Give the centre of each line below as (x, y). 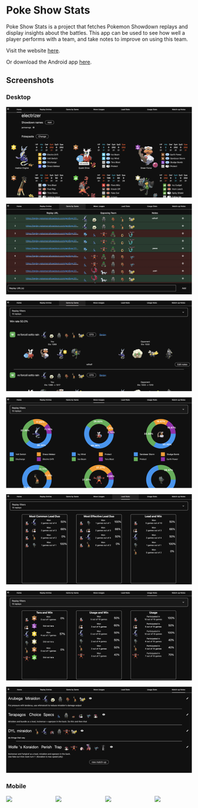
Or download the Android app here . (49, 62)
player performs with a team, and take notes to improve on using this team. (97, 39)
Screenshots (30, 80)
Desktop (19, 97)
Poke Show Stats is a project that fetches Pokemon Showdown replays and (97, 27)
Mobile (16, 786)
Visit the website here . (33, 50)
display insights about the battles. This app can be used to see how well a (96, 32)
